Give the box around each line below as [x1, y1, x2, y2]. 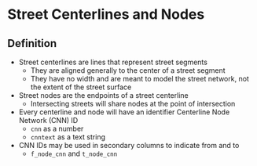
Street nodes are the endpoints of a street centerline [18, 91, 189, 99]
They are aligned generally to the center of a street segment [30, 66, 226, 75]
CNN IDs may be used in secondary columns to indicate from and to [18, 141, 240, 150]
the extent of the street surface [30, 82, 132, 92]
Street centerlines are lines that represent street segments [18, 57, 207, 67]
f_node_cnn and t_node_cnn [30, 149, 118, 158]
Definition [7, 37, 57, 50]
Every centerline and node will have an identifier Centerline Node [18, 107, 230, 117]
